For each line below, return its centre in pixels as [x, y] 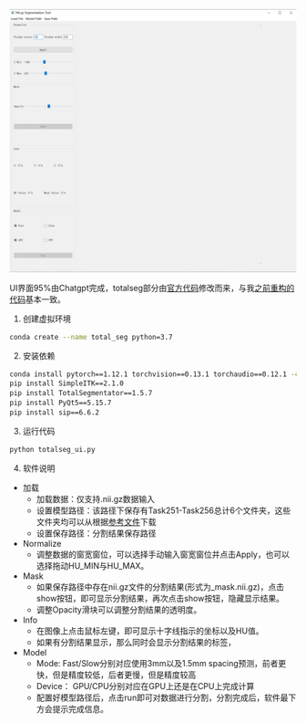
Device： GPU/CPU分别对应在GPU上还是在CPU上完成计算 [145, 686]
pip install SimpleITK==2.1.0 [67, 383]
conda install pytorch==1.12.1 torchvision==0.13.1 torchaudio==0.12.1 [148, 374]
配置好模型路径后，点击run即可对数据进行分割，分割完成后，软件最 [162, 697]
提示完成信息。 [81, 708]
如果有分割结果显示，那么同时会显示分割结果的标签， [136, 642]
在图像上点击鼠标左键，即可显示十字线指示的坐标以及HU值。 [150, 631]
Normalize [42, 543]
